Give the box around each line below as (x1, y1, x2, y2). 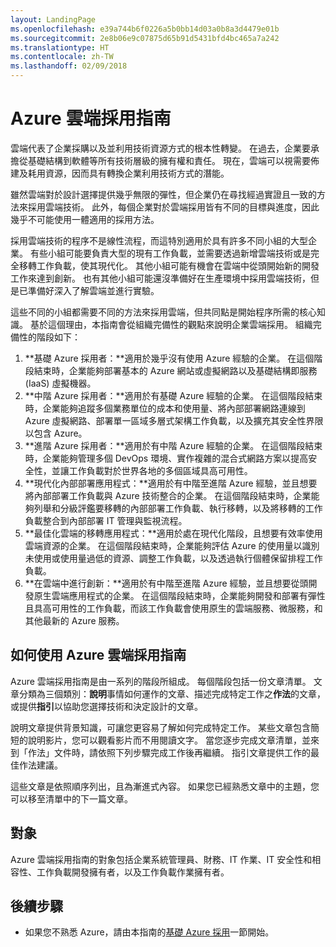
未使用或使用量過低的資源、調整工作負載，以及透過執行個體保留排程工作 (24, 552, 323, 564)
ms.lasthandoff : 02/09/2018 (10, 61, 128, 71)
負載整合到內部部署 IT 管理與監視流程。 (24, 514, 188, 526)
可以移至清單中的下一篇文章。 (10, 792, 133, 805)
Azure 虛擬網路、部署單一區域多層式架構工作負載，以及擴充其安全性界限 (24, 414, 324, 426)
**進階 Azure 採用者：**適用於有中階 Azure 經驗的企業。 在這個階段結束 (24, 439, 323, 451)
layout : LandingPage (10, 14, 97, 25)
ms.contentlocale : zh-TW (10, 52, 114, 62)
